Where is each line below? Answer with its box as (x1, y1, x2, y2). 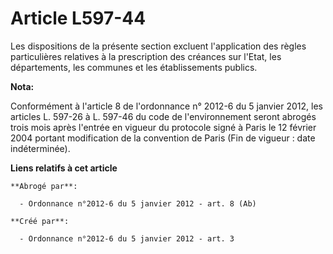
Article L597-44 (10, 7, 147, 30)
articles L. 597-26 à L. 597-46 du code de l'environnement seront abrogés (10, 110, 317, 122)
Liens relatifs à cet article (10, 162, 118, 174)
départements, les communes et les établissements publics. (10, 61, 258, 73)
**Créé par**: (10, 216, 70, 226)
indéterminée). (10, 142, 71, 154)
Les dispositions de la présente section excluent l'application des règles (10, 40, 307, 52)
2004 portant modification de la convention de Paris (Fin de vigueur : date (10, 132, 316, 144)
